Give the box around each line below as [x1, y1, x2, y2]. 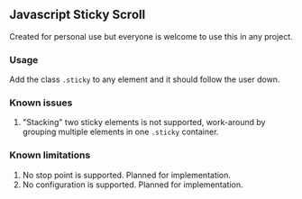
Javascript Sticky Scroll [9, 7, 146, 23]
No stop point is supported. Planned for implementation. [22, 169, 232, 180]
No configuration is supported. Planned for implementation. [22, 179, 243, 190]
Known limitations [9, 149, 91, 161]
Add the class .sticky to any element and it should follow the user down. [9, 74, 280, 85]
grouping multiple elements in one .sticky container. [22, 126, 219, 138]
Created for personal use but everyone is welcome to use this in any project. [9, 31, 293, 41]
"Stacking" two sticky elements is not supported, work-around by [22, 117, 266, 128]
